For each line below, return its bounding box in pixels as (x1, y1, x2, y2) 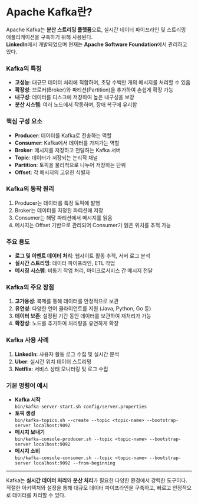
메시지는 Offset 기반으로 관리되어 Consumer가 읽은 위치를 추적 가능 (14, 221, 171, 228)
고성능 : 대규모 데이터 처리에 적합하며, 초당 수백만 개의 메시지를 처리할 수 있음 (14, 79, 191, 86)
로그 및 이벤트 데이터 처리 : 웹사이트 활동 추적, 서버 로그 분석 (14, 252, 150, 260)
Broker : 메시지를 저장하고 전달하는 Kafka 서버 (14, 146, 121, 153)
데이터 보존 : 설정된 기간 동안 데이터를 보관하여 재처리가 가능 (14, 312, 151, 319)
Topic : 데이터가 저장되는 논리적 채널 (14, 154, 98, 161)
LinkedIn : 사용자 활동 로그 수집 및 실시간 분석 (14, 351, 120, 358)
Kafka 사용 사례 (6, 336, 49, 344)
